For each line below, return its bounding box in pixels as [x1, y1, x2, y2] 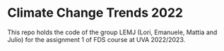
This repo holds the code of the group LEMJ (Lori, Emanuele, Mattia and [7, 28, 218, 36]
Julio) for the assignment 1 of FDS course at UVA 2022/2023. [7, 35, 186, 43]
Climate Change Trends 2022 [7, 5, 184, 21]
